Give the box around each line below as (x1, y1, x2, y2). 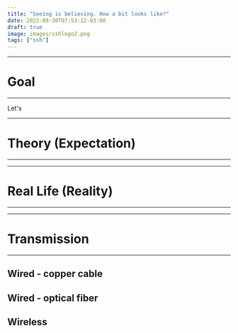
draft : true (7, 23, 42, 30)
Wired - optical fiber (7, 292, 98, 304)
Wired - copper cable (7, 268, 103, 280)
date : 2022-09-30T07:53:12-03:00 (7, 17, 106, 24)
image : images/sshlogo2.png (7, 30, 91, 38)
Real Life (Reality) (7, 184, 113, 199)
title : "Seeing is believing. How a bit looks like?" (7, 10, 170, 18)
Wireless (7, 316, 47, 328)
